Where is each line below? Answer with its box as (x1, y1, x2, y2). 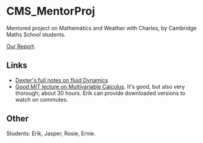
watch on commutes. (15, 96, 68, 103)
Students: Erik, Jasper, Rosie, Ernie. (6, 130, 96, 137)
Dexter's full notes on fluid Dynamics (15, 76, 109, 83)
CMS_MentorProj (6, 4, 96, 18)
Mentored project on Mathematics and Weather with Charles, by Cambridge (6, 24, 197, 32)
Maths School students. (6, 30, 66, 38)
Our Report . (6, 43, 36, 50)
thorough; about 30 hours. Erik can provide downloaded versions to (15, 89, 186, 97)
